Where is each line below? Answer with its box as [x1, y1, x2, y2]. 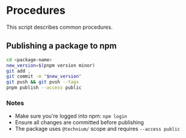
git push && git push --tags [6, 79, 79, 85]
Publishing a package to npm [6, 41, 117, 51]
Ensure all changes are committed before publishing [14, 119, 144, 126]
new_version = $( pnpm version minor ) [6, 62, 95, 68]
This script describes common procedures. [6, 23, 113, 31]
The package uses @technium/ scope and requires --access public [14, 125, 181, 133]
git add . [6, 68, 31, 74]
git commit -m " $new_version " [6, 73, 82, 80]
